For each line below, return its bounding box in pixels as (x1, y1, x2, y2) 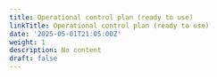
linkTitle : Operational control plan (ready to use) (9, 21, 210, 30)
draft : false (9, 54, 58, 63)
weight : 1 (9, 37, 46, 47)
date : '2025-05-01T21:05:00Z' (9, 29, 122, 38)
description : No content (9, 46, 102, 55)
